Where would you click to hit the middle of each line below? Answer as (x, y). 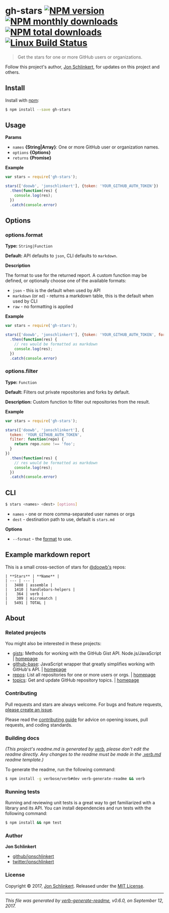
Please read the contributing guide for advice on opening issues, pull (77, 719)
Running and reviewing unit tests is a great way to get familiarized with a (80, 803)
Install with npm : (22, 100)
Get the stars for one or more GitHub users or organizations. (80, 57)
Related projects (26, 633)
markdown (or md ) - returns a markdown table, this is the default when (83, 296)
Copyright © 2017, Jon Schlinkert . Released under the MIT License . (75, 886)
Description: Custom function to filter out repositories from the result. (77, 402)
